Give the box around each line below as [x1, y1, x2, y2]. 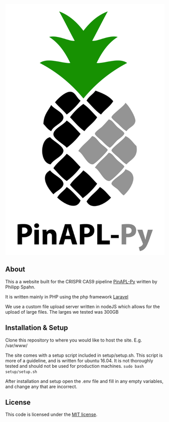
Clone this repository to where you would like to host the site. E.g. [5, 337, 142, 343]
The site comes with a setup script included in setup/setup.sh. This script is [5, 352, 163, 358]
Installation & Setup [5, 323, 68, 332]
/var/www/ [5, 342, 28, 348]
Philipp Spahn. [5, 284, 35, 290]
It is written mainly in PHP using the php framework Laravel [5, 293, 129, 300]
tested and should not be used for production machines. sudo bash [5, 363, 144, 369]
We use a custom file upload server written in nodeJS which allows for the [5, 303, 160, 310]
